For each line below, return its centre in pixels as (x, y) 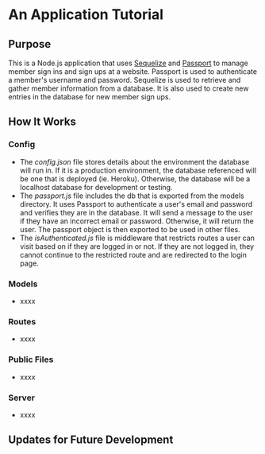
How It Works (42, 122)
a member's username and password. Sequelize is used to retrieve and (125, 80)
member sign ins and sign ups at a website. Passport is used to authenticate (133, 72)
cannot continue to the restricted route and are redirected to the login (133, 254)
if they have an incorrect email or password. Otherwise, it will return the (136, 221)
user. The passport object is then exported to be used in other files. (130, 229)
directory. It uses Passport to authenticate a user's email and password (136, 204)
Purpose (30, 44)
